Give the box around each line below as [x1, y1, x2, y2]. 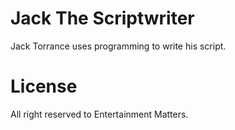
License [10, 75, 78, 98]
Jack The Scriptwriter [10, 7, 195, 30]
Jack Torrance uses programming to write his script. [10, 40, 227, 52]
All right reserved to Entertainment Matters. [10, 108, 189, 120]
